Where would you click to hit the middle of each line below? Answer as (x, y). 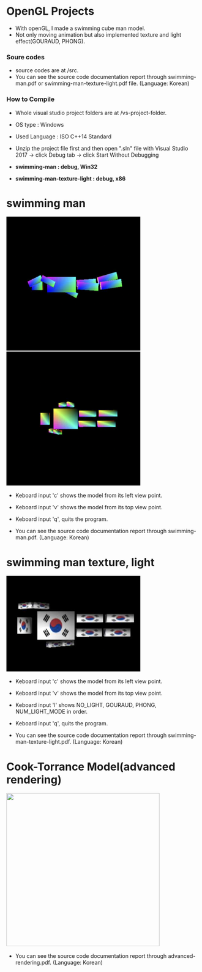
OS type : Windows (39, 124)
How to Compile (31, 99)
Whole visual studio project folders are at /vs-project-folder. (91, 113)
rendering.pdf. (33, 963)
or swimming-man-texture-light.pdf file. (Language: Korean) (114, 83)
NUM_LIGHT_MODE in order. (51, 712)
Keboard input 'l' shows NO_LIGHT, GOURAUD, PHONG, (86, 705)
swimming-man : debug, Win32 (56, 166)
